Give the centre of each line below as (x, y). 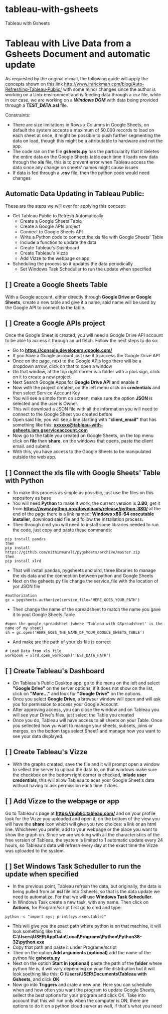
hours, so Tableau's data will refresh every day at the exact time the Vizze (81, 845)
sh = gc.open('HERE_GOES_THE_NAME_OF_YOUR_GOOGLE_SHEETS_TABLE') (75, 633)
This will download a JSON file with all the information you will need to (85, 409)
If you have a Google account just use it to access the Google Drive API (86, 356)
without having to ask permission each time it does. (66, 785)
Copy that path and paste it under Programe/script (64, 947)
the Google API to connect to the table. (45, 308)
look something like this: (37, 931)
